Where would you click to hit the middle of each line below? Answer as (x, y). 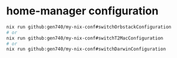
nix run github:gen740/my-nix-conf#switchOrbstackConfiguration (89, 27)
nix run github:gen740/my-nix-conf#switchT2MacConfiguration (85, 38)
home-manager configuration (82, 11)
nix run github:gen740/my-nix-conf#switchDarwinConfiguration (86, 49)
